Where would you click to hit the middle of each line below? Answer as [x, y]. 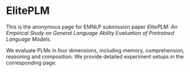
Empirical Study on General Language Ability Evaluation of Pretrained [90, 33]
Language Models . [29, 39]
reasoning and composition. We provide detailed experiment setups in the [95, 56]
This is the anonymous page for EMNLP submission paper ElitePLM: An [92, 27]
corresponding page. [31, 63]
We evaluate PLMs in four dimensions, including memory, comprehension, [95, 50]
